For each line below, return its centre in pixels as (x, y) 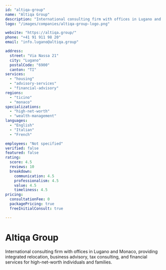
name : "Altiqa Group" (28, 14)
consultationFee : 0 (30, 199)
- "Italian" (22, 130)
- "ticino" (21, 97)
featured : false (22, 153)
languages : (16, 121)
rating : (13, 158)
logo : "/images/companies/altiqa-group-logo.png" (58, 24)
